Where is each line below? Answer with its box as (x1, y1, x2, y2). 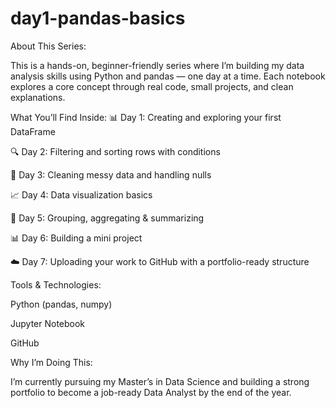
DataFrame (10, 125, 56, 137)
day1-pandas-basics (10, 7, 186, 30)
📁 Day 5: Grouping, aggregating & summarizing (10, 212, 205, 224)
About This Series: (10, 40, 87, 52)
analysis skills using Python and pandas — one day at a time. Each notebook (10, 70, 326, 82)
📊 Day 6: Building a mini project (10, 232, 143, 244)
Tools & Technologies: (10, 278, 102, 291)
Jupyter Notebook (10, 317, 86, 329)
